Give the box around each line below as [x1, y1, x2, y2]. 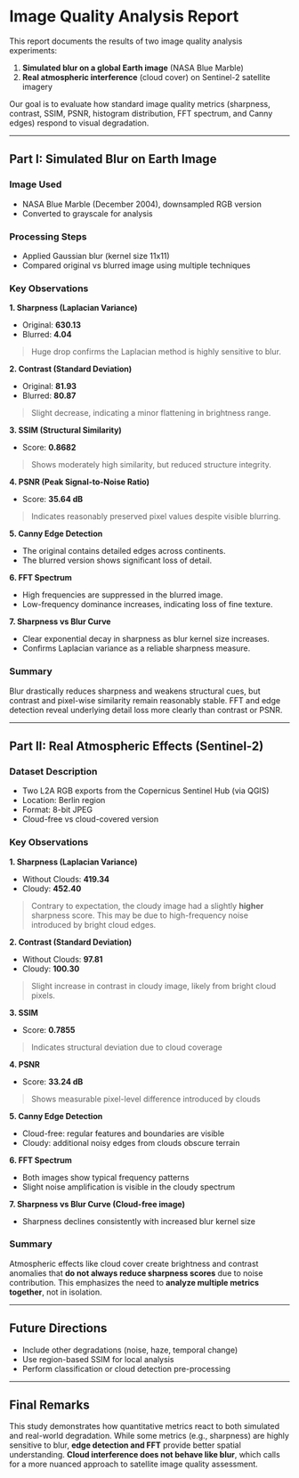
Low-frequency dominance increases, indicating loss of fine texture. [21, 599, 273, 610]
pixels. [30, 990, 56, 1001]
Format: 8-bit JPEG [21, 804, 93, 816]
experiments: [9, 45, 58, 55]
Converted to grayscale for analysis [21, 207, 153, 219]
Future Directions [9, 1320, 108, 1336]
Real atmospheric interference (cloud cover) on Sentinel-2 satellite [21, 71, 271, 82]
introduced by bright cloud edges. [30, 919, 157, 930]
